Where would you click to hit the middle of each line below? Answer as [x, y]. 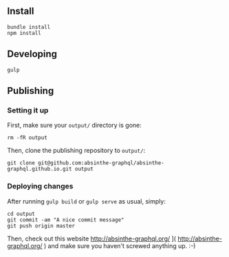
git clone [21, 163]
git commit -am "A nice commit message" [66, 220]
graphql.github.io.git [40, 169]
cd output [21, 214]
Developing [32, 54]
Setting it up [28, 110]
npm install [24, 33]
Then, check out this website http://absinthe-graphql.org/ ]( [92, 238]
